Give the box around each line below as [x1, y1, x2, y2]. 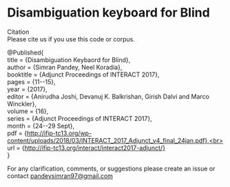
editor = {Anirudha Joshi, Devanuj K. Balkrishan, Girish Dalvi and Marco [7, 92, 210, 101]
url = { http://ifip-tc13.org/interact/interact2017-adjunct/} [7, 144, 165, 152]
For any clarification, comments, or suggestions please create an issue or [7, 164, 216, 173]
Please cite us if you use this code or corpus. [7, 35, 136, 43]
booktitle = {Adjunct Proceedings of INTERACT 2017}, [7, 70, 160, 79]
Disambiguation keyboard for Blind [7, 5, 210, 21]
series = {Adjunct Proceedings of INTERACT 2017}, [7, 114, 153, 122]
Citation [7, 28, 30, 36]
